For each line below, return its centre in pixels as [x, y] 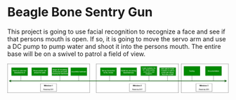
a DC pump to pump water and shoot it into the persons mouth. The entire [114, 46]
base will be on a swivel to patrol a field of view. [77, 54]
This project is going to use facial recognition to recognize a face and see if [117, 31]
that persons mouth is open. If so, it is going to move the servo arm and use [117, 38]
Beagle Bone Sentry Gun [80, 12]
